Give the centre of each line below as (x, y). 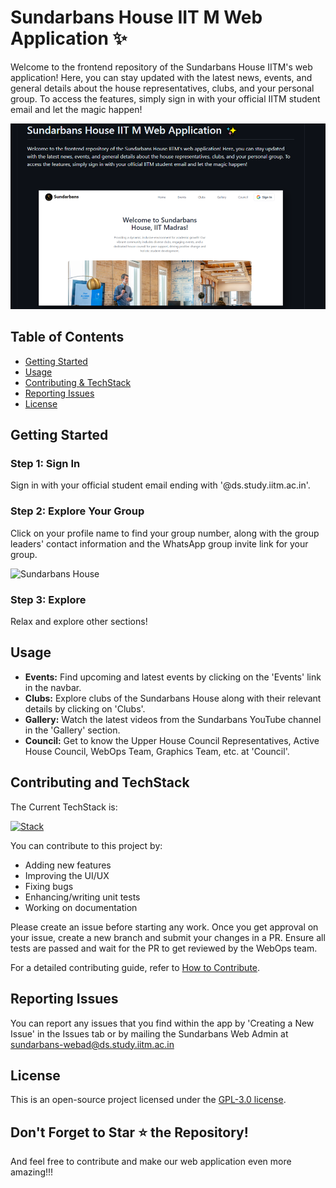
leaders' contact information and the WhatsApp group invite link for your (159, 543)
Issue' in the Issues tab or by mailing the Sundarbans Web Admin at (149, 1033)
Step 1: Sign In (45, 464)
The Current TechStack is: (64, 807)
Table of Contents (67, 337)
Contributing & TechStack (78, 382)
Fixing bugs (49, 886)
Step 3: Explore (48, 599)
